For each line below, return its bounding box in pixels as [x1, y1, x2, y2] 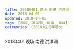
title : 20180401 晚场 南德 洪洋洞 [5, 7, 70, 12]
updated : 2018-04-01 [5, 16, 47, 21]
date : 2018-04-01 [5, 12, 40, 16]
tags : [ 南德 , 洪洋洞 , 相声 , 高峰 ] [5, 20, 68, 25]
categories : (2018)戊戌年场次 [5, 25, 62, 30]
